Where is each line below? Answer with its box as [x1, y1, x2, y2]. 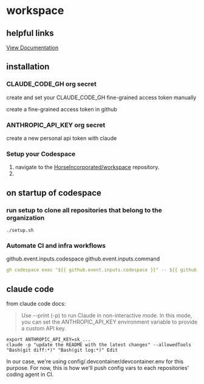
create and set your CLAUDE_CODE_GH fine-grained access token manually [6, 94, 197, 101]
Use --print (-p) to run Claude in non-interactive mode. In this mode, [21, 312, 192, 319]
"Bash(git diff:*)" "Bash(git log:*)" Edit [6, 347, 118, 353]
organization [6, 214, 45, 222]
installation [6, 61, 50, 72]
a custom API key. [21, 324, 67, 332]
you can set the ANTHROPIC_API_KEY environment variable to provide [21, 318, 198, 326]
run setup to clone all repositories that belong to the [6, 206, 163, 214]
